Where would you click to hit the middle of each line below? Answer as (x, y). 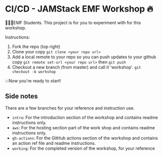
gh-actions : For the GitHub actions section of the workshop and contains (85, 138)
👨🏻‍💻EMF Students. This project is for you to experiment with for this (73, 22)
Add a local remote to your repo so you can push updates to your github (84, 57)
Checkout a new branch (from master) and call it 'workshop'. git (77, 67)
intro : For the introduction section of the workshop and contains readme (85, 117)
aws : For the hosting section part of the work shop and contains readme (83, 127)
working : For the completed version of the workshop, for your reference (83, 148)
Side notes (21, 96)
